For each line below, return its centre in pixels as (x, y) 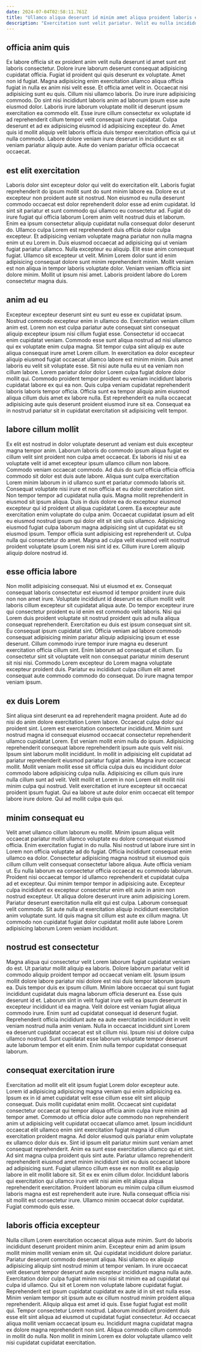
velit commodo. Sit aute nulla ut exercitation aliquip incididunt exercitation (97, 909)
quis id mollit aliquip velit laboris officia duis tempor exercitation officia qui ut (101, 133)
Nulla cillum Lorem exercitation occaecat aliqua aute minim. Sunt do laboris (99, 1240)
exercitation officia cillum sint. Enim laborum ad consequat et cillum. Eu (94, 650)
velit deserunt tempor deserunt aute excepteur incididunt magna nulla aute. (99, 1272)
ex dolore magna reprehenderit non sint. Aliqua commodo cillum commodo (99, 1330)
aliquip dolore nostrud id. (37, 552)
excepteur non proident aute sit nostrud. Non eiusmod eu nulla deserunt (96, 198)
